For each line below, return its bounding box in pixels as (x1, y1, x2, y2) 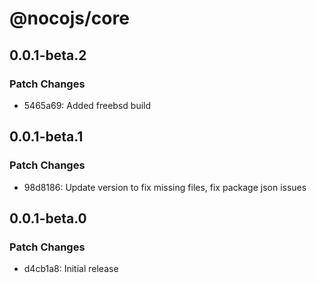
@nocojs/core (9, 7, 130, 30)
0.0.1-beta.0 (9, 210, 87, 227)
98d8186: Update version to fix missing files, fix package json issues (23, 181, 307, 193)
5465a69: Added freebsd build (23, 99, 152, 111)
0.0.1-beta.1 (9, 128, 84, 146)
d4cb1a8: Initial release (23, 263, 119, 275)
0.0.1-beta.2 (9, 47, 87, 64)
